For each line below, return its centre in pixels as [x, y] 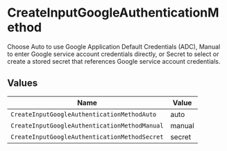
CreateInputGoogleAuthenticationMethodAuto [84, 114]
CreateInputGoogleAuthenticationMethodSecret [87, 137]
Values [23, 83]
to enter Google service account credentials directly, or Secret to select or [113, 54]
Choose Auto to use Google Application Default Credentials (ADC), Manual [114, 46]
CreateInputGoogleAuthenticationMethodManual [87, 125]
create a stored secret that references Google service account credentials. [114, 61]
